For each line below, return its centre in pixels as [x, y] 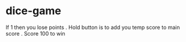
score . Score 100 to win [35, 33]
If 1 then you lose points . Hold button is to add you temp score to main [93, 27]
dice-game [33, 11]
